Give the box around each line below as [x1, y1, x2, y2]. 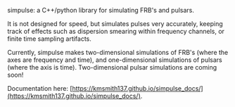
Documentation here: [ [7, 84, 72, 92]
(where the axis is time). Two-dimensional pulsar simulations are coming [7, 63, 217, 71]
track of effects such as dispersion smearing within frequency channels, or [7, 27, 225, 35]
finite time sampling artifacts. [7, 34, 91, 43]
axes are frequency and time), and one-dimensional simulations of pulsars [7, 56, 223, 64]
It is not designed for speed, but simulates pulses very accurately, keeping [7, 20, 223, 27]
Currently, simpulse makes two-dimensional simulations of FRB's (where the [7, 49, 229, 56]
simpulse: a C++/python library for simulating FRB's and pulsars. [7, 6, 195, 14]
